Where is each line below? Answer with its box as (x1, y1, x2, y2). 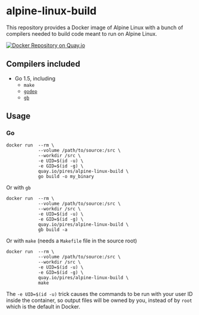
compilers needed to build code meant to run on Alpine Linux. (6, 30, 157, 37)
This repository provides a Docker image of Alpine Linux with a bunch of (6, 24, 184, 31)
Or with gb (6, 184, 31, 191)
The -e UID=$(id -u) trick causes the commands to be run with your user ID (6, 291, 193, 298)
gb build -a (37, 227, 68, 233)
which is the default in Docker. (6, 303, 81, 310)
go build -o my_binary (37, 174, 94, 180)
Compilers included (6, 59, 80, 69)
